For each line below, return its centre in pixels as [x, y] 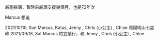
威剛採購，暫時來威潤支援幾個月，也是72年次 [50, 7]
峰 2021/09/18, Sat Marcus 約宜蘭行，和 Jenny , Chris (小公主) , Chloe [75, 34]
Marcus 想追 [17, 17]
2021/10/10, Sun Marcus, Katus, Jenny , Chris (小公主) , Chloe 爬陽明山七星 [79, 27]
